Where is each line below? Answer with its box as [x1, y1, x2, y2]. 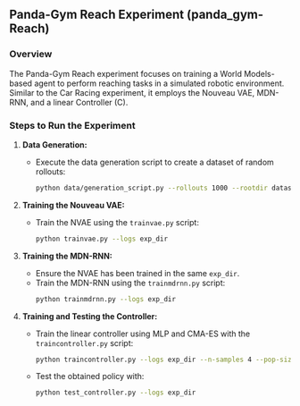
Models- [244, 68, 275, 79]
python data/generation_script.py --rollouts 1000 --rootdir [35, 183, 268, 192]
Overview [9, 48, 53, 61]
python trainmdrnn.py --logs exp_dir [35, 294, 177, 303]
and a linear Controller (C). [30, 97, 129, 107]
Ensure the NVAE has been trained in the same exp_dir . [35, 267, 240, 278]
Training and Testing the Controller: [21, 310, 158, 321]
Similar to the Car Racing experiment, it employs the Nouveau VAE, [9, 87, 255, 97]
